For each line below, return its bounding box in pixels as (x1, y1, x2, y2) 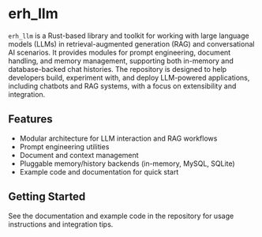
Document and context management (19, 150, 140, 160)
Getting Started (8, 190, 86, 204)
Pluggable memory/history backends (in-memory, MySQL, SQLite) (19, 159, 235, 168)
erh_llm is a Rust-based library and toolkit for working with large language (8, 31, 250, 40)
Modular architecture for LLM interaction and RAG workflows (19, 134, 218, 143)
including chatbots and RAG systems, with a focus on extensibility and (8, 81, 237, 91)
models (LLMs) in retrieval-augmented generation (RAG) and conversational (8, 39, 255, 48)
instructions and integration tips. (8, 219, 114, 229)
